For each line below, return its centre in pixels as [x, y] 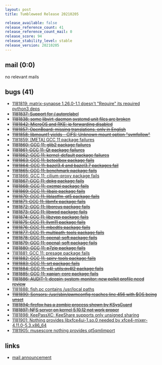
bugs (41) [19, 92]
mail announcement [32, 358]
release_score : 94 [23, 36]
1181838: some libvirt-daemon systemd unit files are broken [71, 119]
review [19, 284]
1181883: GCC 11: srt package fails [46, 264]
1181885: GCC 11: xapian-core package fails [55, 274]
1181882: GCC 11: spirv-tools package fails [54, 258]
